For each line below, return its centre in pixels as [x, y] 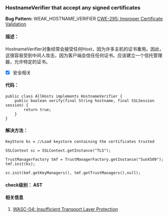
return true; [38, 110]
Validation [16, 24]
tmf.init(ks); [20, 164]
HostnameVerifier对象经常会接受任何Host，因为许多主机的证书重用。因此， [85, 49]
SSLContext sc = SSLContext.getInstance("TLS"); [58, 150]
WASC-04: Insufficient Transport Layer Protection [65, 209]
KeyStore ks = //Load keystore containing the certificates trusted [80, 141]
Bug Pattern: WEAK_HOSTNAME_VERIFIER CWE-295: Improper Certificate [84, 19]
